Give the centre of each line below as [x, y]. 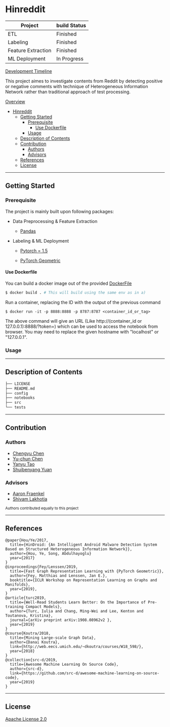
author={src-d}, [27, 669]
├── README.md [20, 389]
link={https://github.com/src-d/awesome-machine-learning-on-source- [84, 673]
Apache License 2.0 [26, 719]
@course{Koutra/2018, [28, 633]
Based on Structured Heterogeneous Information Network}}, [69, 549]
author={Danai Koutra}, [35, 642]
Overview [15, 101]
